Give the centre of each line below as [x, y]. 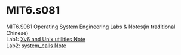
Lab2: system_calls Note [36, 46]
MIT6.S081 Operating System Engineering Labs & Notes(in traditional [91, 27]
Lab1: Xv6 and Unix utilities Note [46, 39]
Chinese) [17, 33]
